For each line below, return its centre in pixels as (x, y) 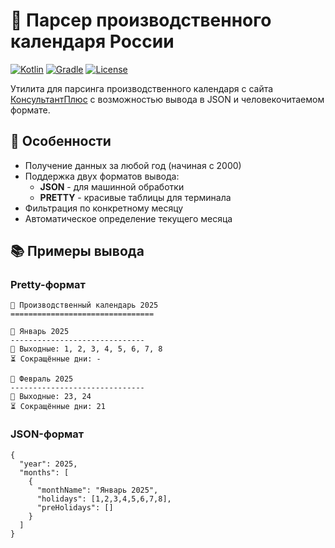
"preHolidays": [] (75, 507)
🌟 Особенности (61, 141)
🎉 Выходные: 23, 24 (51, 397)
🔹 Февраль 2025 (42, 379)
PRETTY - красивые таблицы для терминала (135, 197)
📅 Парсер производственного (141, 20)
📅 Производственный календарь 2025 (84, 305)
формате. (30, 110)
